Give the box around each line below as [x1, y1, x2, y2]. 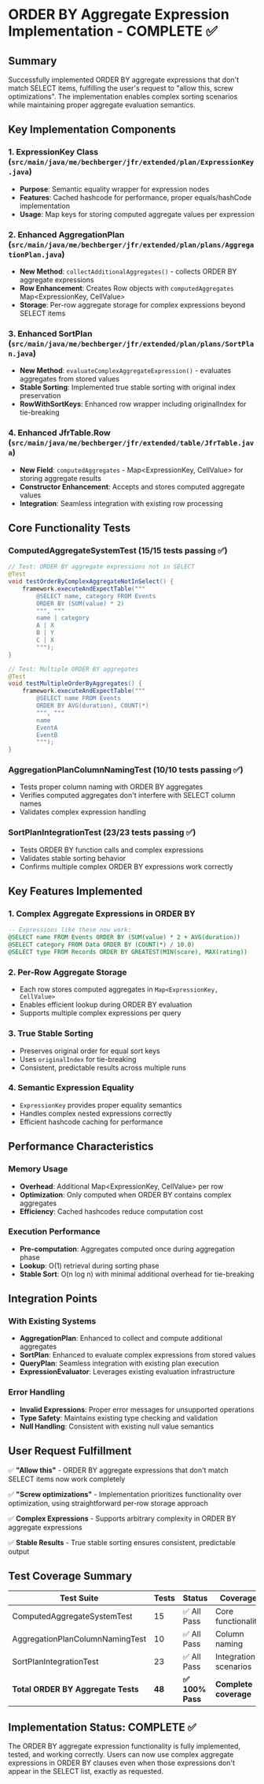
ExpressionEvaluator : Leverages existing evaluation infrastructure [19, 1367, 236, 1376]
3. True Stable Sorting [8, 1028, 93, 1039]
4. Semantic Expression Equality [8, 1082, 134, 1093]
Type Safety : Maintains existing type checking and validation [19, 1413, 218, 1422]
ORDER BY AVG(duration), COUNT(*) [36, 702, 149, 710]
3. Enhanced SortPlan [8, 328, 93, 339]
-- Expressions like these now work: [8, 926, 132, 934]
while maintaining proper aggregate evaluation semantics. [8, 100, 196, 110]
